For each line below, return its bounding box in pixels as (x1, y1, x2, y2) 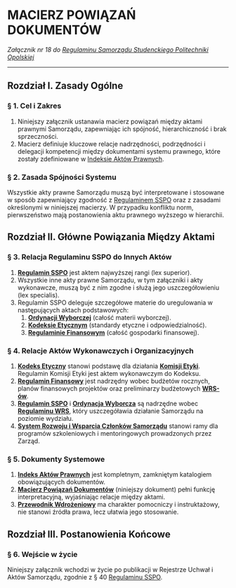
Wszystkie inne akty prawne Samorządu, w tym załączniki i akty (17, 276, 204, 284)
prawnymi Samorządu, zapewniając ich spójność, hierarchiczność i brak (17, 124, 227, 133)
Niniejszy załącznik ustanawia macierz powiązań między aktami (17, 117, 202, 125)
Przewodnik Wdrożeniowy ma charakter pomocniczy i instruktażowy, (17, 501, 220, 509)
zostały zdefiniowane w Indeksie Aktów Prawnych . (17, 154, 164, 163)
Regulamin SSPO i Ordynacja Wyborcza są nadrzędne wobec (17, 399, 199, 408)
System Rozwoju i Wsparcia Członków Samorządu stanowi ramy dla (17, 422, 218, 430)
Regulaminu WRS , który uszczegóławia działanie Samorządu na (17, 406, 204, 415)
